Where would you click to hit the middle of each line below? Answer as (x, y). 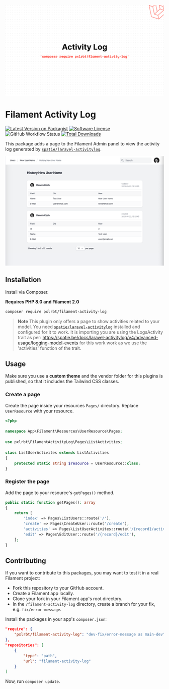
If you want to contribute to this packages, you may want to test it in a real (82, 573)
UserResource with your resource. (39, 411)
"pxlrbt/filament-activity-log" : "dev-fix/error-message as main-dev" (90, 634)
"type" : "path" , (40, 656)
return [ (23, 513)
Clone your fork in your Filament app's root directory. (67, 599)
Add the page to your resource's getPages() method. (60, 493)
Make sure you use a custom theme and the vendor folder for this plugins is (84, 376)
